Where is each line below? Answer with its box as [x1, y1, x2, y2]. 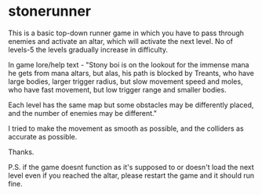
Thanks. [8, 147, 35, 157]
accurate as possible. [8, 132, 78, 141]
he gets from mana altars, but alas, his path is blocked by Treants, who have [8, 68, 255, 78]
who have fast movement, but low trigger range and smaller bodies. [8, 85, 227, 94]
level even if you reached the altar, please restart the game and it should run [8, 171, 255, 180]
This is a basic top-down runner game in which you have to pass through [8, 28, 245, 38]
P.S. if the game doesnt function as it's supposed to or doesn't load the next [8, 162, 255, 172]
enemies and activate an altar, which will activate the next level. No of [8, 36, 234, 45]
